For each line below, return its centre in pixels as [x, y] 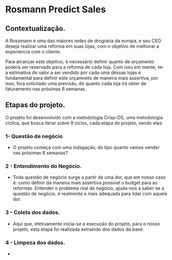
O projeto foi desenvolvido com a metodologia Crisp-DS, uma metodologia [84, 117]
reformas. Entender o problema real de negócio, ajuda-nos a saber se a [88, 188]
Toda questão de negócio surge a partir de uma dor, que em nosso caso [89, 177]
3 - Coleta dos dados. [33, 213]
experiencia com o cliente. [33, 52]
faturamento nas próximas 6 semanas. [46, 89]
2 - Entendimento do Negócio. [44, 166]
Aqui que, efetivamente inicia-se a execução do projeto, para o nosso [86, 224]
